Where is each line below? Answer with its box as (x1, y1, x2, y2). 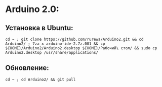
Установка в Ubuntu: (5, 24, 73, 32)
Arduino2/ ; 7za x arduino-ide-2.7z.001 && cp (5, 41, 105, 46)
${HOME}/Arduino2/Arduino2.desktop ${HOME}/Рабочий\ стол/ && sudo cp (5, 46, 157, 51)
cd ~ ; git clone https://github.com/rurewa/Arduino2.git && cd (5, 37, 144, 42)
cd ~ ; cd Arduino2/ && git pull (5, 77, 76, 82)
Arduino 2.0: (5, 4, 59, 15)
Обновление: (5, 64, 49, 72)
